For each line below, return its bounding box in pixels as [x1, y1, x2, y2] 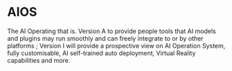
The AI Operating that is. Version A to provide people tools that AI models [7, 27, 216, 35]
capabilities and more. [7, 56, 71, 64]
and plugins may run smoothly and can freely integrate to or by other [7, 34, 204, 42]
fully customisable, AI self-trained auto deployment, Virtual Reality [7, 49, 196, 57]
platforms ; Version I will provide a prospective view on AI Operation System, [7, 41, 226, 50]
